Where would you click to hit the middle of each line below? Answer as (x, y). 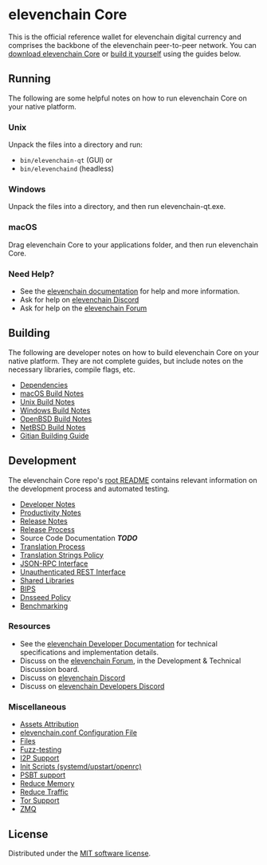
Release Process (47, 529)
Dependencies (44, 385)
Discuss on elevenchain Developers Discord (92, 686)
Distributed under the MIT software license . (80, 853)
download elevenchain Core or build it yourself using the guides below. (125, 53)
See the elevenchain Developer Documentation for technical (118, 643)
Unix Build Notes (47, 401)
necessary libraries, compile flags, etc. (72, 369)
